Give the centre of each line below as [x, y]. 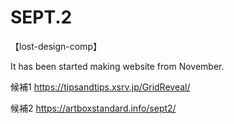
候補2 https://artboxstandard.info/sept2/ [93, 108]
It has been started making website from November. [117, 66]
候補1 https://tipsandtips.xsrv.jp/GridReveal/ [100, 87]
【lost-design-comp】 [56, 46]
